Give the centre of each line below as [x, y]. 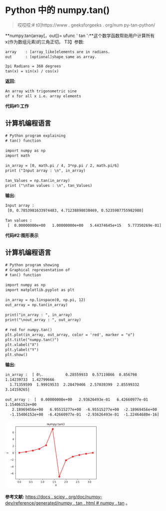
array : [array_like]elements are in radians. [58, 52]
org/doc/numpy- [85, 497]
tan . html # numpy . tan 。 [103, 503]
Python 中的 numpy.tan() [57, 10]
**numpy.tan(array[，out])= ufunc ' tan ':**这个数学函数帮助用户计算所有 [80, 35]
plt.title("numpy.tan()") [32, 340]
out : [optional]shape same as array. [51, 57]
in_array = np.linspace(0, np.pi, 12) [45, 300]
